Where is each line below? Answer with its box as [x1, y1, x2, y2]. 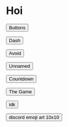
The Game [9, 88, 32, 95]
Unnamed [9, 63, 30, 69]
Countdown [9, 75, 34, 82]
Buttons [9, 25, 26, 30]
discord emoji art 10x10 [9, 114, 59, 121]
